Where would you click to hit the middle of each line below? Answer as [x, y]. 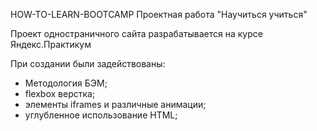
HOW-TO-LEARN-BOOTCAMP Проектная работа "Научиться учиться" [159, 14]
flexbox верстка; [60, 93]
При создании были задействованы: [88, 63]
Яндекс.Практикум [51, 44]
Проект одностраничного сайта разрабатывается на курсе [136, 33]
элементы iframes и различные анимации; [115, 104]
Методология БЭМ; [66, 83]
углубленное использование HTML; [101, 115]
